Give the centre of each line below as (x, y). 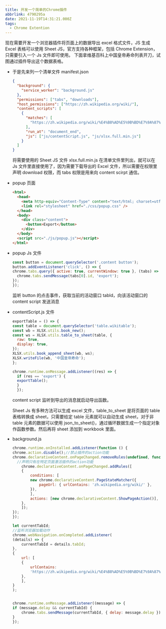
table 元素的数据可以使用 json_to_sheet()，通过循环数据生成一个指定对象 (86, 423)
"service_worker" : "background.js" (58, 90)
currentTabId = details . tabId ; (54, 544)
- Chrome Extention (30, 28)
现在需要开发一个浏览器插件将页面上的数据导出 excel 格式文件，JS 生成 (78, 43)
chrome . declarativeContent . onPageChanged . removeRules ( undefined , (81, 457)
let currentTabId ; (31, 526)
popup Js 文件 (27, 253)
